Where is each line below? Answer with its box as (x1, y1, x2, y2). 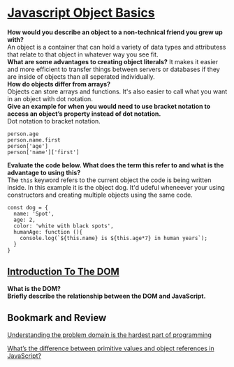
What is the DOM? (7, 284, 61, 292)
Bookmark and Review (7, 312, 107, 324)
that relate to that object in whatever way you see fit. (7, 50, 159, 59)
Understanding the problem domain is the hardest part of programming (7, 330, 212, 339)
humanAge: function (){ (13, 228, 82, 235)
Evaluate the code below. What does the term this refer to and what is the (7, 160, 224, 169)
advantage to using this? (7, 168, 81, 177)
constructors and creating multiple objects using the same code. (7, 190, 193, 199)
